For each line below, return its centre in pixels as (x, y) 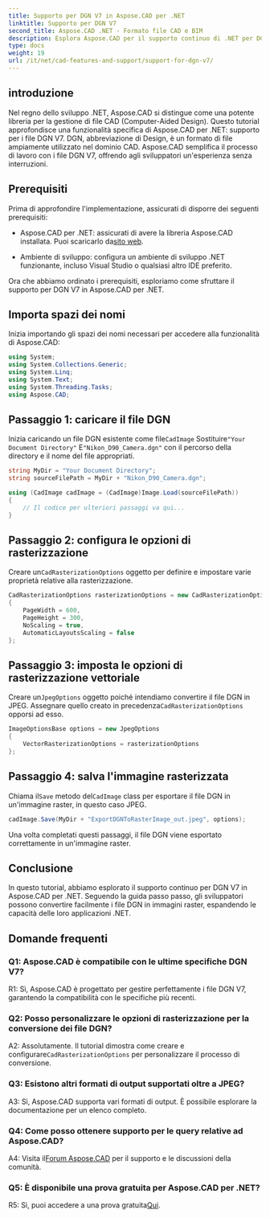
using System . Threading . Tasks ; (61, 387)
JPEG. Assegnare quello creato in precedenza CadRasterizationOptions (126, 706)
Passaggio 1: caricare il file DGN (90, 419)
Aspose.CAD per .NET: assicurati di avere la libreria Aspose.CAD (126, 232)
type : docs (27, 46)
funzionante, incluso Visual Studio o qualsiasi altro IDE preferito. (126, 265)
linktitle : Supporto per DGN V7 (62, 23)
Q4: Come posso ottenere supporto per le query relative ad (126, 1130)
